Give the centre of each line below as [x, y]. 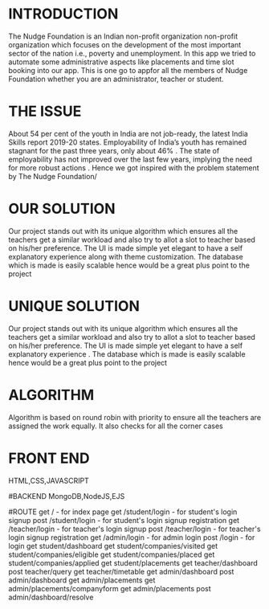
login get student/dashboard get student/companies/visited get [113, 546]
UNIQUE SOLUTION [74, 306]
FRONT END [49, 458]
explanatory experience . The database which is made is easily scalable [127, 354]
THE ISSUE [45, 111]
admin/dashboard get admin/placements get [82, 580]
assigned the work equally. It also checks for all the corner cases [116, 426]
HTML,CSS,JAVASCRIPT [49, 480]
